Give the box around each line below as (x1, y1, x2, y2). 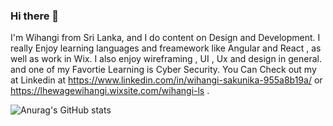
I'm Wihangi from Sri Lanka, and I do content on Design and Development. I (10, 32, 321, 44)
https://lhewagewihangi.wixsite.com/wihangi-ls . (10, 85, 210, 97)
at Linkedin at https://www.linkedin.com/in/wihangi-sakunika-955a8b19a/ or (10, 74, 323, 86)
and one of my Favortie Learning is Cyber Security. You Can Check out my (10, 64, 317, 76)
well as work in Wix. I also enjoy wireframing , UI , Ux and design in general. (10, 53, 322, 65)
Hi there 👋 (10, 9, 60, 23)
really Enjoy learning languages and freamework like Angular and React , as (10, 42, 322, 54)
